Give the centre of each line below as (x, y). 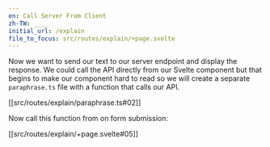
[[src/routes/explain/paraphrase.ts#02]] (75, 103)
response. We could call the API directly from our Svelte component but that (135, 70)
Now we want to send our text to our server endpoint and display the (123, 61)
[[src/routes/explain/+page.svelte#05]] (74, 134)
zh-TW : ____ (28, 23)
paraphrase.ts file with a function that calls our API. (94, 87)
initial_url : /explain (46, 31)
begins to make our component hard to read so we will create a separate (129, 78)
